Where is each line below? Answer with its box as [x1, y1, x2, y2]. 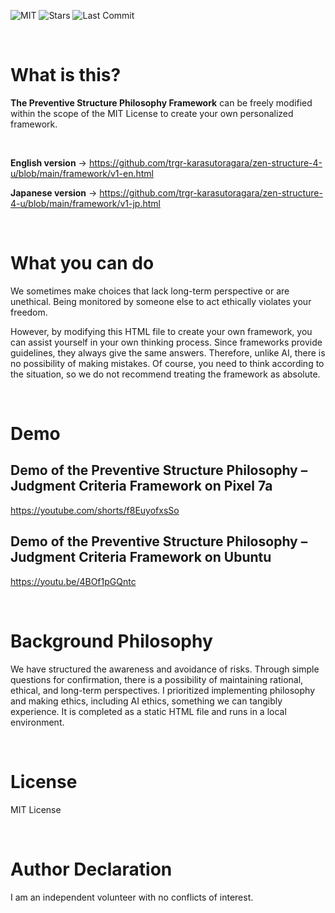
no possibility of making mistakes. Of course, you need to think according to [10, 357, 325, 369]
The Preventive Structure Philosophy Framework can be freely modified [10, 96, 313, 109]
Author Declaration [10, 858, 173, 880]
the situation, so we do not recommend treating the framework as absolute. [10, 368, 321, 380]
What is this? [10, 64, 122, 87]
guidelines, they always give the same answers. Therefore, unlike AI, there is [10, 346, 326, 359]
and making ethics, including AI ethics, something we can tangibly [10, 695, 283, 707]
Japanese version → [10, 186, 98, 199]
